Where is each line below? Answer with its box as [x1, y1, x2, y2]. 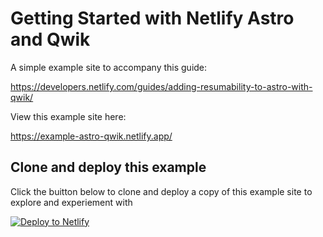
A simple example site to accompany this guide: [10, 61, 208, 73]
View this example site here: [10, 110, 127, 122]
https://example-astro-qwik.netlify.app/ [10, 130, 173, 142]
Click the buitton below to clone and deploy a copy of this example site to [10, 185, 313, 197]
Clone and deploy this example [10, 159, 207, 176]
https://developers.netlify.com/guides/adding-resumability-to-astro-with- [10, 80, 313, 92]
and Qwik [10, 28, 91, 51]
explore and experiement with [10, 196, 133, 208]
